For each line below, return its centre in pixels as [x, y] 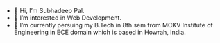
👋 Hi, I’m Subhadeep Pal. [49, 11]
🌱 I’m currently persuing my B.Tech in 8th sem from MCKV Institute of [113, 25]
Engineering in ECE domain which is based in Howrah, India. [100, 32]
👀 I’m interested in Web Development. [67, 18]
